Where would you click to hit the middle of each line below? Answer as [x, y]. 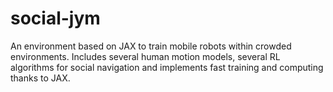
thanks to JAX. [40, 78]
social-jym [55, 18]
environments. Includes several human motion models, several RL [145, 56]
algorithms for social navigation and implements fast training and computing [167, 67]
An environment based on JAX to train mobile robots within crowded [151, 46]
